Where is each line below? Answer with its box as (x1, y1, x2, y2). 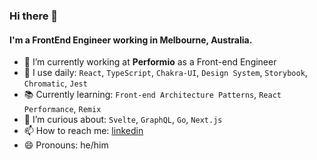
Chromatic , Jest (23, 77, 88, 89)
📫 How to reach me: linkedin (23, 125, 144, 137)
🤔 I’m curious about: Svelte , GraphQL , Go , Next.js (23, 114, 223, 126)
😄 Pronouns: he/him (23, 139, 109, 151)
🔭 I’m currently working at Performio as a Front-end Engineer (23, 56, 277, 68)
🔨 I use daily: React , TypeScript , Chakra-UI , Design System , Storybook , (23, 67, 308, 79)
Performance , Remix (23, 103, 102, 115)
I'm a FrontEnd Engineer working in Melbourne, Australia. (9, 34, 253, 46)
